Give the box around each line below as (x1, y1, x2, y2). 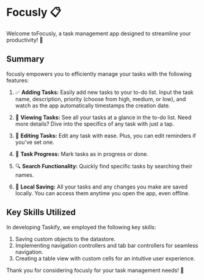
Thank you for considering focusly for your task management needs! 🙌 (6, 267, 184, 274)
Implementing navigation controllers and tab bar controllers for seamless (15, 242, 199, 249)
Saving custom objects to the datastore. (15, 235, 116, 242)
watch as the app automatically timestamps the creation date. (15, 102, 170, 109)
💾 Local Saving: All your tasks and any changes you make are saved (15, 183, 188, 190)
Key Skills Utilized (6, 207, 76, 218)
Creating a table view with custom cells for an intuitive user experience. (15, 254, 195, 262)
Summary (6, 54, 45, 65)
